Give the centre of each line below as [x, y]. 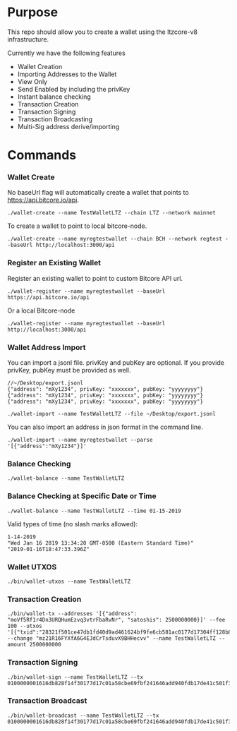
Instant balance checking [54, 97]
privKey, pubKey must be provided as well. [69, 370]
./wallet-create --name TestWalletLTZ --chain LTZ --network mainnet [112, 213]
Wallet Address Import [47, 347]
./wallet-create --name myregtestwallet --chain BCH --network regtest [115, 239]
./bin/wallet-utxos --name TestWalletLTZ [69, 581]
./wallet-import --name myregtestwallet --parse [80, 440]
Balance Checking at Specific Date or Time [82, 496]
